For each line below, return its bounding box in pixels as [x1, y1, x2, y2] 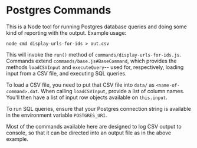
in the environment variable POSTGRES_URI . [6, 111, 107, 119]
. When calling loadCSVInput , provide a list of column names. [37, 87, 185, 94]
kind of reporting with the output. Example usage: [6, 29, 127, 36]
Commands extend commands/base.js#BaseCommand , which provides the [6, 57, 177, 64]
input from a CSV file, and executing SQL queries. [6, 70, 127, 77]
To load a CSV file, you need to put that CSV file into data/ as [6, 81, 155, 88]
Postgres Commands [6, 4, 111, 17]
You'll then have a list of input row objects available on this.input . [6, 94, 168, 101]
